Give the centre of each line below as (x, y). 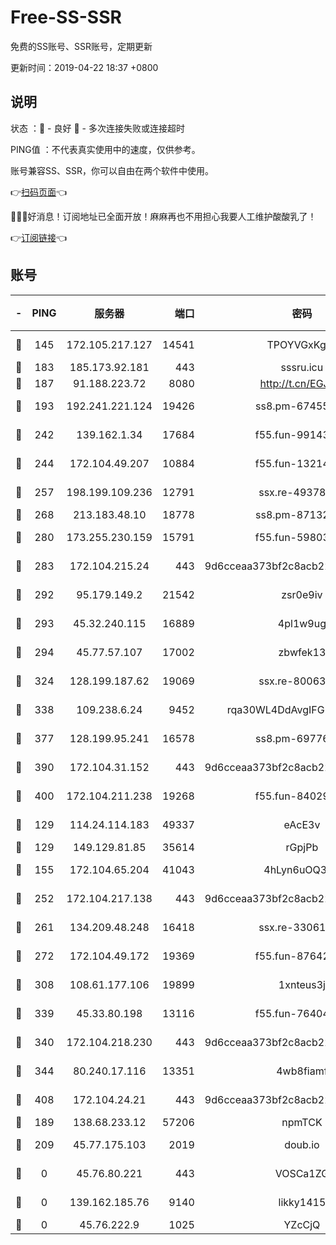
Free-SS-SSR (66, 17)
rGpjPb (302, 847)
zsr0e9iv (302, 594)
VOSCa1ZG (302, 1173)
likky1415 (302, 1202)
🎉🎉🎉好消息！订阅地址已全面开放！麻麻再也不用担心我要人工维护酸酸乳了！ (163, 216)
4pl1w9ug (302, 623)
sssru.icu (302, 367)
